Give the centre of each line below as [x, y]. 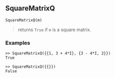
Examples [18, 43]
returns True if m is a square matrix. [54, 30]
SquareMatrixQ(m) [24, 20]
